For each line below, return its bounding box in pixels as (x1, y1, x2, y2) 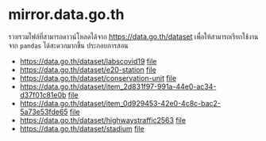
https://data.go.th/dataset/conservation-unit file (19, 73, 177, 82)
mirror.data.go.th (8, 6, 125, 24)
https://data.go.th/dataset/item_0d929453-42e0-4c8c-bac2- (19, 98, 221, 108)
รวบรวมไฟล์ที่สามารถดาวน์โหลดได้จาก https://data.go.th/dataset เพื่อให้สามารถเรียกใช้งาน (8, 32, 259, 41)
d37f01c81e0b (19, 90, 67, 100)
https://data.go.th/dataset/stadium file (19, 124, 145, 133)
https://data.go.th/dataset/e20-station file (19, 65, 156, 74)
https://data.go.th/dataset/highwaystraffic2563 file (19, 115, 187, 124)
